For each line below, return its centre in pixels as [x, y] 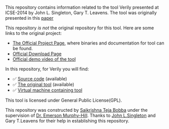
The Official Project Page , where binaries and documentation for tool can [88, 43]
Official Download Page [37, 54]
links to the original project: [34, 33]
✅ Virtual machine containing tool [47, 90]
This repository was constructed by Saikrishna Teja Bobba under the [76, 110]
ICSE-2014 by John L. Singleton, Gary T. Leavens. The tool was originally [81, 13]
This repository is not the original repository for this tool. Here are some [80, 28]
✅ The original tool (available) [43, 84]
